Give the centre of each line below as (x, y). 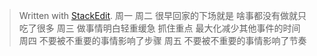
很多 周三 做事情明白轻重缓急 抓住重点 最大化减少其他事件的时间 (168, 28)
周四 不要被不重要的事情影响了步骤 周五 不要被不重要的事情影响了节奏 (162, 40)
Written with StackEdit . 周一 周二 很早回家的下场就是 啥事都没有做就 (158, 15)
